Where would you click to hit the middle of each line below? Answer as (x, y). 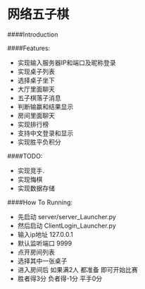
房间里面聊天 (36, 115)
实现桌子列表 (36, 71)
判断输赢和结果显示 (45, 106)
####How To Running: (40, 202)
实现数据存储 (36, 188)
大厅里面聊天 (36, 89)
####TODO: (25, 156)
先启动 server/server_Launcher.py (67, 216)
